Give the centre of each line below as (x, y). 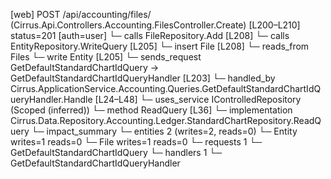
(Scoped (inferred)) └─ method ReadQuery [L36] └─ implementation (151, 110)
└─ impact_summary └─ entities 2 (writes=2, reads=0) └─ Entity (164, 131)
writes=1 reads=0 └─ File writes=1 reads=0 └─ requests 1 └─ (136, 142)
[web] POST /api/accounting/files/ (81, 14)
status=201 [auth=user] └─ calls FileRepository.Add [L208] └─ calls (150, 35)
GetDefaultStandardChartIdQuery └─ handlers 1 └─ (116, 152)
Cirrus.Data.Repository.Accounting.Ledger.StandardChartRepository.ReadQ (166, 120)
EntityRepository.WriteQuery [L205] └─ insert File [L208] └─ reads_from (160, 46)
